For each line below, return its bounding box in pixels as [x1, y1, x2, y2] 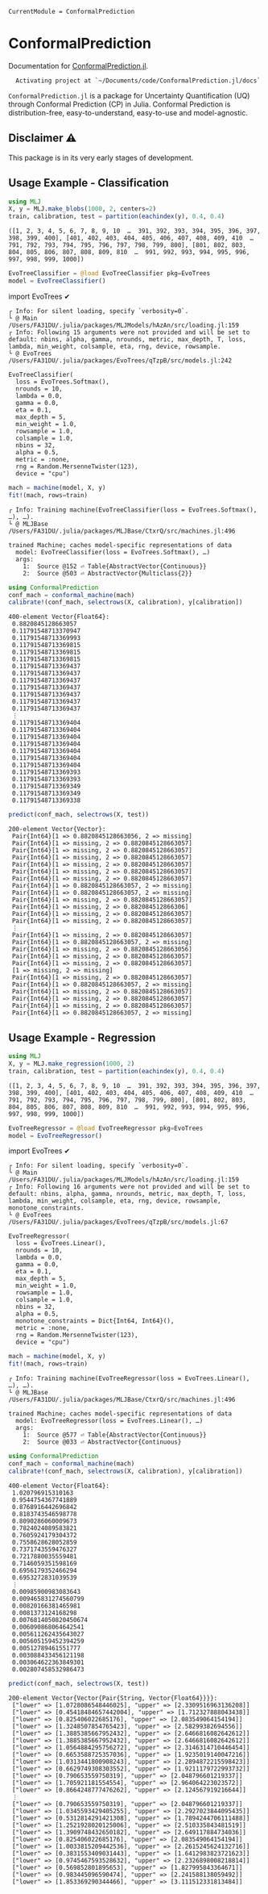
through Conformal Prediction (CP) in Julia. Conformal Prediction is [8, 99, 231, 109]
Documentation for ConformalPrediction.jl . [8, 61, 149, 70]
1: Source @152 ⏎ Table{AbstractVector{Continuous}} [23, 562, 207, 571]
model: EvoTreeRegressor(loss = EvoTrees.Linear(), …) [15, 1417, 204, 1425]
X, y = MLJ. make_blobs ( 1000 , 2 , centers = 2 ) [8, 205, 157, 213]
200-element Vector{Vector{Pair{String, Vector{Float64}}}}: [8, 1694, 218, 1702]
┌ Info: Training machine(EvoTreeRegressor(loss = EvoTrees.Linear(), [8, 1374, 250, 1383]
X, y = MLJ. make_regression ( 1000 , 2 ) [8, 1060, 135, 1068]
